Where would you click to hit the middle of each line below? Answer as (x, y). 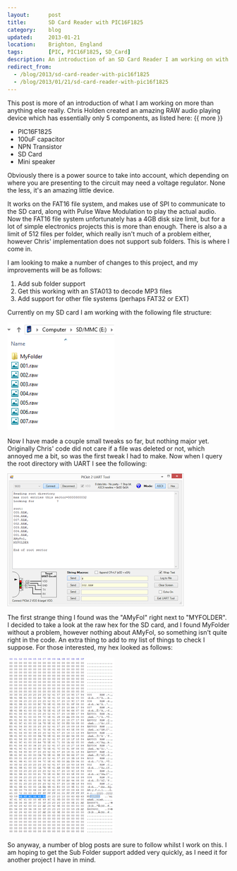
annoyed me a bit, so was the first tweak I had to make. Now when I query (115, 456)
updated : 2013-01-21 (44, 37)
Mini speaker (36, 162)
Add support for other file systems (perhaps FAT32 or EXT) (103, 298)
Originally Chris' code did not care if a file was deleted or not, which (106, 449)
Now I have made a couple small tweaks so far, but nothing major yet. (108, 441)
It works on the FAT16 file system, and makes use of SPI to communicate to (116, 204)
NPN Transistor (39, 146)
